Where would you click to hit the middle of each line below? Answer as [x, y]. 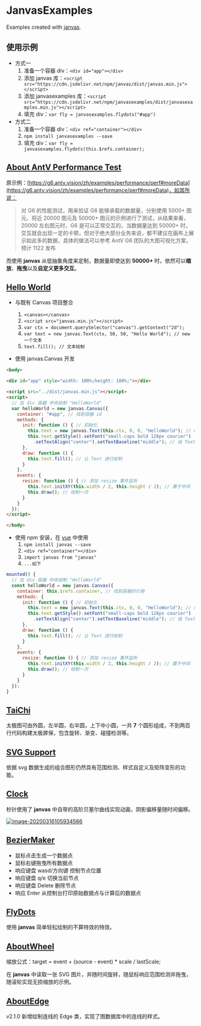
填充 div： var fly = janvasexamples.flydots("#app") [90, 114]
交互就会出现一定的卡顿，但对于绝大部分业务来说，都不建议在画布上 [105, 233]
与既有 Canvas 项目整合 [44, 302]
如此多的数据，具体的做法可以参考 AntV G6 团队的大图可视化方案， [109, 240]
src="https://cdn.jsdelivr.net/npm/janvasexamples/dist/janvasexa [108, 102]
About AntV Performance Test [64, 168]
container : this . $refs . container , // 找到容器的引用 [81, 591]
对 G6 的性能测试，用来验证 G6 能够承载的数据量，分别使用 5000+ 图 [106, 210]
